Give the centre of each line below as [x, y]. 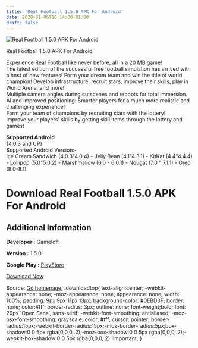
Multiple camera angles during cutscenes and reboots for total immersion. [97, 94]
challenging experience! [36, 107]
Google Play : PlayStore [35, 265]
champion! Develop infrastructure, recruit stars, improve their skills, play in [98, 81]
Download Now [25, 277]
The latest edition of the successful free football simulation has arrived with [99, 69]
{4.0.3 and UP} [24, 144]
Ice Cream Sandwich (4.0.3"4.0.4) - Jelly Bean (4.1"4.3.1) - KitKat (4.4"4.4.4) [100, 156]
